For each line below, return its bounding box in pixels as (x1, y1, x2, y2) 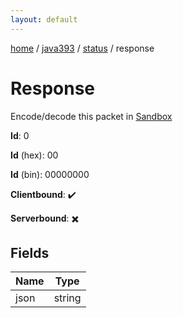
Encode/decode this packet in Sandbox (10, 110, 173, 122)
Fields (10, 244, 50, 261)
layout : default (10, 14, 78, 25)
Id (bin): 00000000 (10, 168, 90, 180)
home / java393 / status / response (10, 42, 155, 54)
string (53, 291, 82, 305)
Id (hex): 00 (10, 149, 59, 161)
